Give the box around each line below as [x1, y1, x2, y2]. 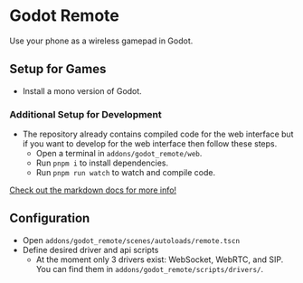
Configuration [9, 211, 90, 226]
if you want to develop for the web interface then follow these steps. [22, 138, 278, 149]
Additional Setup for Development [9, 108, 163, 120]
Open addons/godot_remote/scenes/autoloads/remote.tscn [22, 234, 241, 245]
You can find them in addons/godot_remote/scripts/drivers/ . [35, 263, 264, 274]
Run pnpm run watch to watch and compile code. [35, 167, 215, 178]
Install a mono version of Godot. [22, 85, 142, 96]
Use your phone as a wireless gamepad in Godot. [9, 35, 194, 46]
